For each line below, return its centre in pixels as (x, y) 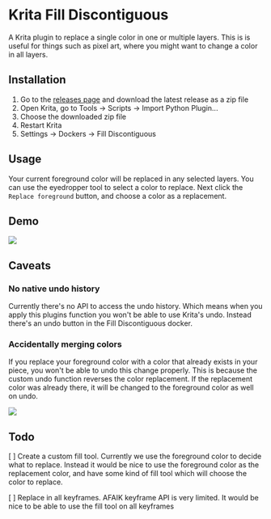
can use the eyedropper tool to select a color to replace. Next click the (126, 187)
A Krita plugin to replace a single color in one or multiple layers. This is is (129, 37)
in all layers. (28, 54)
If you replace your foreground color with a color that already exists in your (133, 362)
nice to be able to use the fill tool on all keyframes (91, 506)
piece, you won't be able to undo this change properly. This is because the (133, 370)
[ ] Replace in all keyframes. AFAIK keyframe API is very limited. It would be (133, 498)
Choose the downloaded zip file (73, 116)
